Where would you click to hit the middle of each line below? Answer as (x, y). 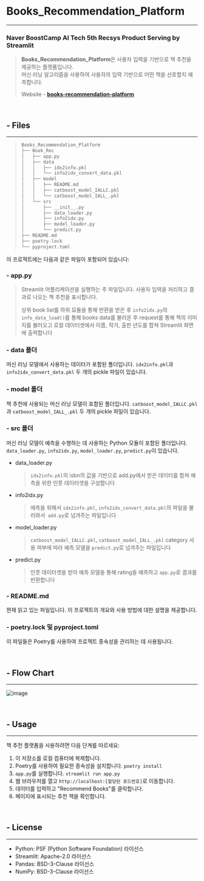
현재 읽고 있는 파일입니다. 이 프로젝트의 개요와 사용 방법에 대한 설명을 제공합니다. (102, 610)
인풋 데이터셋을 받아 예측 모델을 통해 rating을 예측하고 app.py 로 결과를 (114, 572)
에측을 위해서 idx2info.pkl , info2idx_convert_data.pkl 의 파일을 (109, 507)
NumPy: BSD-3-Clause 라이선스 (54, 871)
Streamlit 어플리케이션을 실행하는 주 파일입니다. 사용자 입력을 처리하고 (104, 289)
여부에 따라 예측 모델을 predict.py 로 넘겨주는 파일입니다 (104, 547)
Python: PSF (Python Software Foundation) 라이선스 (79, 848)
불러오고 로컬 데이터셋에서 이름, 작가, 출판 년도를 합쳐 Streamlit (107, 325)
